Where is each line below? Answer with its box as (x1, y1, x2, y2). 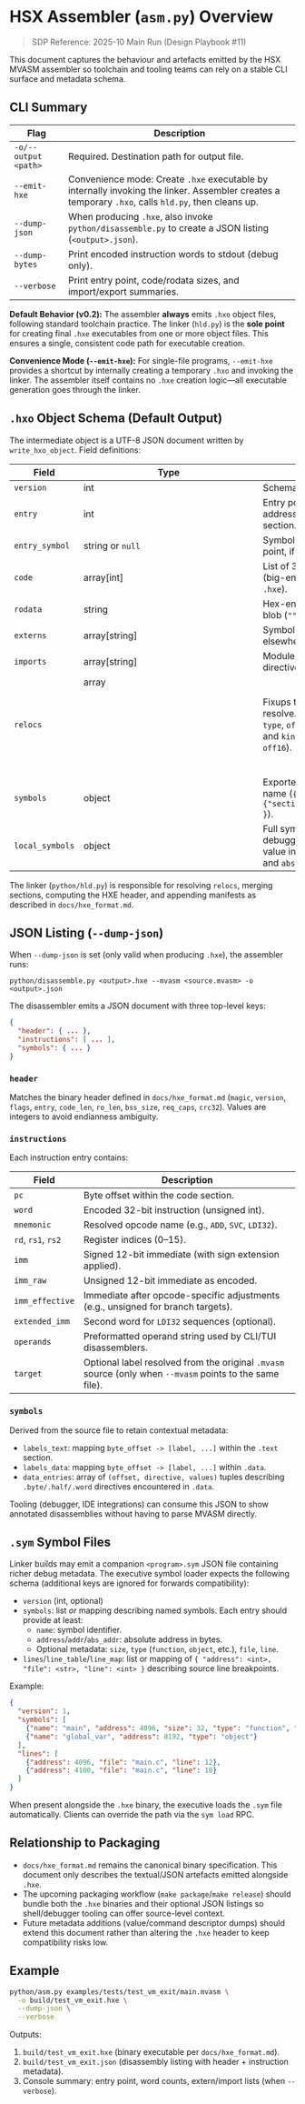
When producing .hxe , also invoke (67, 210, 213, 223)
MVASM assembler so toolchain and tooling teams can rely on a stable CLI (9, 64, 288, 75)
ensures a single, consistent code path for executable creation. (9, 337, 245, 348)
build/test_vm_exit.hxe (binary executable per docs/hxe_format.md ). (22, 2047, 280, 2058)
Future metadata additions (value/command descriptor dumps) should (22, 1917, 286, 1929)
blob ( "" (262, 608, 298, 621)
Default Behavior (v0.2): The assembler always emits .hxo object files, (9, 308, 277, 319)
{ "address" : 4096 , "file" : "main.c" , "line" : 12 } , (25, 1758, 221, 1767)
